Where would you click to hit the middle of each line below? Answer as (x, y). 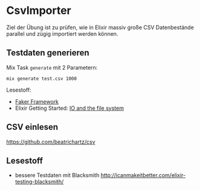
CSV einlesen (32, 127)
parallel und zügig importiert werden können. (62, 33)
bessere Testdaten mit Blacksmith (57, 175)
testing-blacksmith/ (39, 182)
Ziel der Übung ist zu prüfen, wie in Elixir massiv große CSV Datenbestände (100, 27)
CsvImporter (39, 11)
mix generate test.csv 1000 (42, 79)
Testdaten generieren (48, 53)
